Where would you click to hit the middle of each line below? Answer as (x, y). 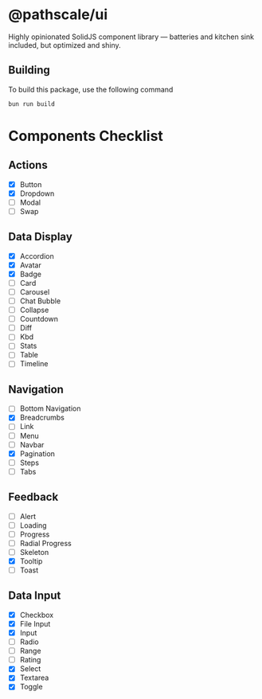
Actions (28, 165)
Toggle (31, 687)
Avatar (30, 265)
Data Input (35, 596)
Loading (33, 525)
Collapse (34, 310)
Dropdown (37, 193)
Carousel (35, 291)
